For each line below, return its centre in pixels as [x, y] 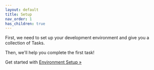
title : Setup [19, 14]
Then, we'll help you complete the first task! [50, 53]
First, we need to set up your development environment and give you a [77, 38]
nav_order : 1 [19, 19]
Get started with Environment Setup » [43, 62]
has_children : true [25, 24]
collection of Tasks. [25, 43]
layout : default [22, 10]
